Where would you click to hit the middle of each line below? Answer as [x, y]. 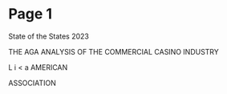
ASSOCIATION [32, 83]
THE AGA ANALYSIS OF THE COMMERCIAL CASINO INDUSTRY [113, 51]
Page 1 [30, 14]
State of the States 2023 [49, 36]
